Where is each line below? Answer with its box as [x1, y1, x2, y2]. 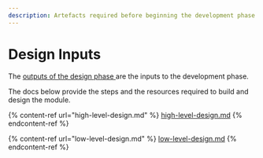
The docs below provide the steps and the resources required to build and [8, 86, 250, 96]
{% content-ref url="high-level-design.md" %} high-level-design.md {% [8, 110, 243, 119]
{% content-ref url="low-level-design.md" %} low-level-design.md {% [8, 134, 238, 143]
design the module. [8, 95, 71, 105]
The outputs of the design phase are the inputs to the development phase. [8, 72, 250, 81]
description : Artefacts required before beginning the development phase [8, 11, 256, 20]
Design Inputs [8, 45, 102, 63]
